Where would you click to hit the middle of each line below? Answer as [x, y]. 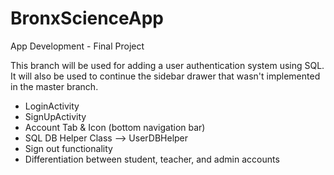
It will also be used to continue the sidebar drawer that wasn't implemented [165, 76]
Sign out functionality [68, 148]
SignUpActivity [55, 116]
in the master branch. [54, 86]
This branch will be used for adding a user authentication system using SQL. [167, 65]
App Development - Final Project [77, 46]
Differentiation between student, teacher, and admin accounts [152, 159]
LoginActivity [52, 106]
